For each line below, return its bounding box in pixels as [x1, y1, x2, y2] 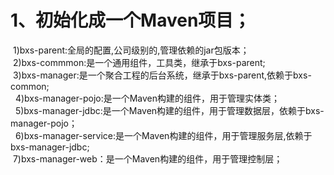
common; [10, 80, 50, 92]
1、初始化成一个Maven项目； [10, 9, 252, 32]
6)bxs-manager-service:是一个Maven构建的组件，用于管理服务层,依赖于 [14, 129, 313, 141]
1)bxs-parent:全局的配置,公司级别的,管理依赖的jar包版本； [12, 44, 250, 56]
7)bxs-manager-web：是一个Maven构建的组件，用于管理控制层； [12, 152, 283, 165]
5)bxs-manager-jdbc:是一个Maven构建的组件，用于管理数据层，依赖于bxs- [14, 104, 325, 116]
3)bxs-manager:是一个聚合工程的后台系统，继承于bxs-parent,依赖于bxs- [12, 69, 312, 81]
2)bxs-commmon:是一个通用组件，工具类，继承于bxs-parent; [12, 56, 266, 68]
